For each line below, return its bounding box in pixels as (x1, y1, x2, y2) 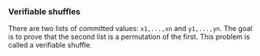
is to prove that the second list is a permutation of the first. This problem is (8, 32, 251, 41)
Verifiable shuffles (8, 6, 81, 17)
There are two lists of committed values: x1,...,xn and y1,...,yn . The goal (8, 24, 253, 33)
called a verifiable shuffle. (8, 40, 92, 50)
